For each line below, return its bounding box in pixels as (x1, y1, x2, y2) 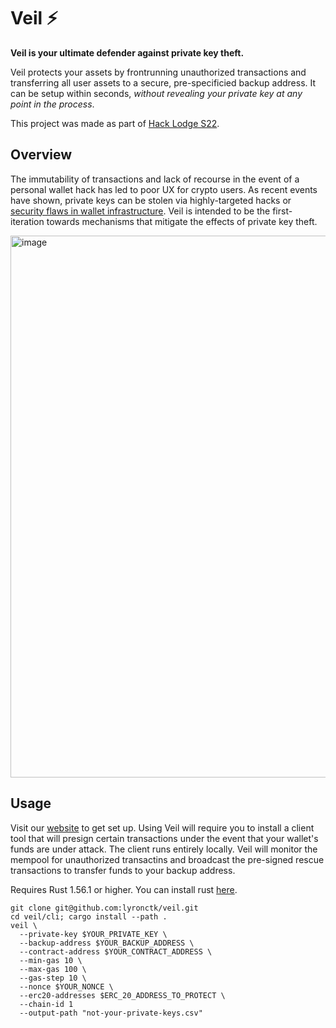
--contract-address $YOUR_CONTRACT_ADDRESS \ (19, 946, 213, 957)
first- (272, 205, 293, 217)
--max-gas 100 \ (19, 964, 87, 974)
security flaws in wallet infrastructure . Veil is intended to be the (10, 205, 271, 217)
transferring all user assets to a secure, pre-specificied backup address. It (10, 76, 317, 89)
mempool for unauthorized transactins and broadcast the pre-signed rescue (10, 853, 325, 865)
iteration (10, 215, 45, 227)
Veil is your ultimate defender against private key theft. (10, 46, 245, 59)
